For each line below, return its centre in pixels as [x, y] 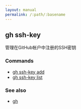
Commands [19, 61]
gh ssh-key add [28, 72]
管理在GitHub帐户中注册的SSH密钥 [41, 48]
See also [16, 90]
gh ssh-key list [27, 77]
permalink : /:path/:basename [35, 15]
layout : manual [21, 10]
